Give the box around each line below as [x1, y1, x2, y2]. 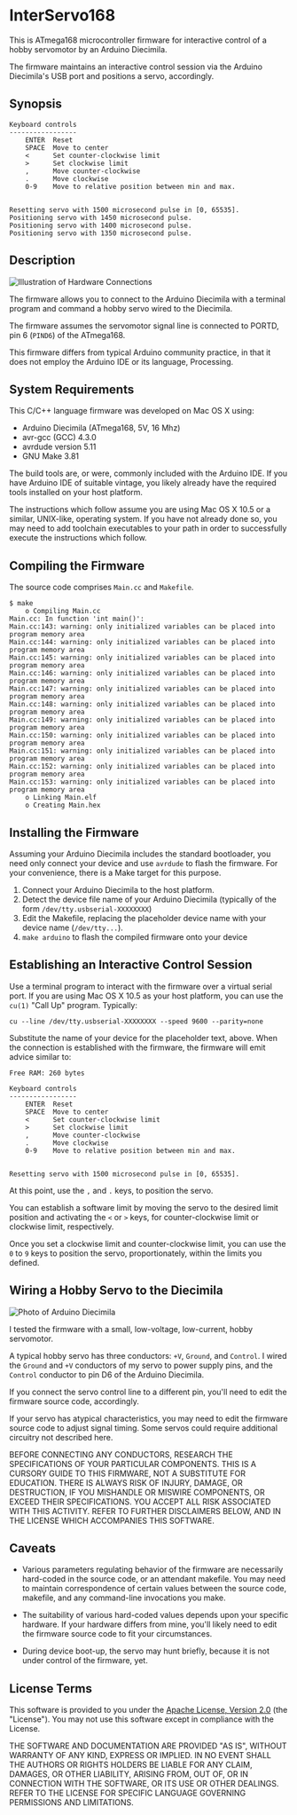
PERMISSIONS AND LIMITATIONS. [9, 1797, 135, 1808]
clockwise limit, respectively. [9, 1221, 114, 1232]
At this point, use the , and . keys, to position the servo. [9, 1185, 214, 1196]
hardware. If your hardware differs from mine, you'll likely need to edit [21, 1619, 277, 1630]
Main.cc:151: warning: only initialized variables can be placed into [9, 746, 276, 755]
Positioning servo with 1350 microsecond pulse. [9, 228, 192, 238]
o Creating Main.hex [25, 801, 101, 810]
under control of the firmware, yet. [21, 1655, 148, 1666]
